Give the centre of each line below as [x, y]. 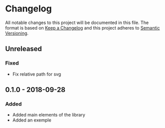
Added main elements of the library [49, 115]
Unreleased [24, 49]
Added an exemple [32, 120]
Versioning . [17, 33]
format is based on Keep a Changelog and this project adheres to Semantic [82, 27]
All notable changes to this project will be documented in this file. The [77, 22]
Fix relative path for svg [37, 74]
